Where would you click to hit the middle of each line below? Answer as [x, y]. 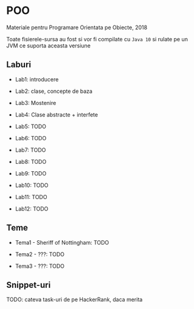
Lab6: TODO [31, 138]
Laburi [19, 65]
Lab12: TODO [32, 209]
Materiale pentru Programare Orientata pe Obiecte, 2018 [77, 27]
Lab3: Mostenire [36, 103]
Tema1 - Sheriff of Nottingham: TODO [62, 242]
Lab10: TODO [32, 185]
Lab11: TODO [31, 197]
